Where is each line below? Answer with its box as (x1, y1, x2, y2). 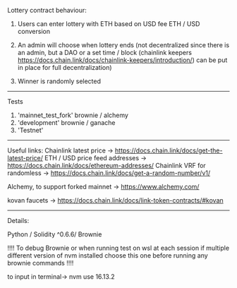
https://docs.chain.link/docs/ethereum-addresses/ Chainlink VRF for (7, 162, 206, 169)
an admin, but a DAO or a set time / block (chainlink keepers (17, 49, 193, 56)
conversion (17, 28, 51, 35)
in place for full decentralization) (17, 64, 112, 71)
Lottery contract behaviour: (7, 6, 87, 14)
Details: (7, 217, 30, 224)
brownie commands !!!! (7, 259, 74, 267)
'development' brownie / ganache (17, 119, 116, 126)
